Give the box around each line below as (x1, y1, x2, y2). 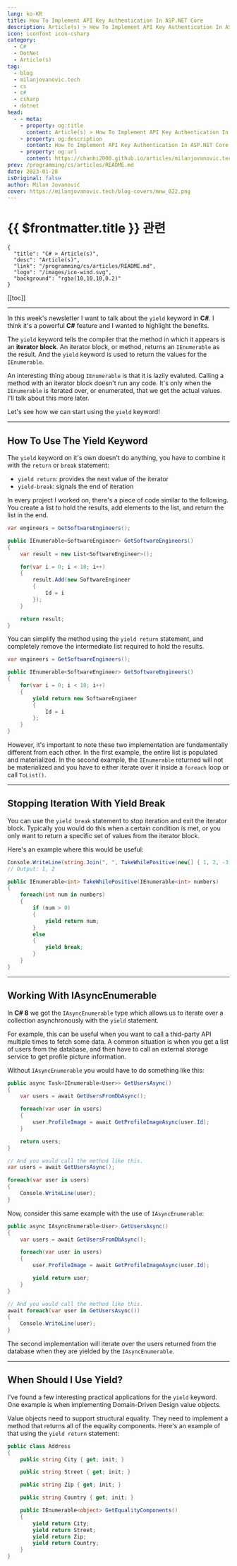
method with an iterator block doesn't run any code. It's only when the (7, 379, 212, 387)
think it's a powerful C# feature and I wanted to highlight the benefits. (7, 322, 209, 330)
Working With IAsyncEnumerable (7, 990, 157, 1002)
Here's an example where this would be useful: (7, 845, 144, 854)
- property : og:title (20, 122, 83, 129)
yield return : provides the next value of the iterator (17, 475, 169, 483)
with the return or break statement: (7, 461, 109, 469)
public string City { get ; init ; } (20, 1456, 125, 1463)
